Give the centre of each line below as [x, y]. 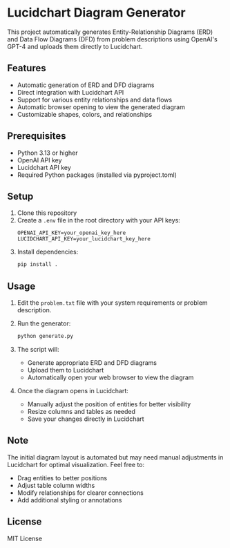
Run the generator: [44, 323]
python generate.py [45, 337]
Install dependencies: [48, 252]
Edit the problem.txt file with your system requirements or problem [113, 303]
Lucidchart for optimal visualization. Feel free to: [76, 464]
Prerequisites [37, 136]
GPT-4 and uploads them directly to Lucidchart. [75, 46]
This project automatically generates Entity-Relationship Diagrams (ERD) [110, 32]
